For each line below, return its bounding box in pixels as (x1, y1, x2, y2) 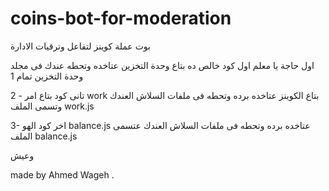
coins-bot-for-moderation (10, 7, 232, 30)
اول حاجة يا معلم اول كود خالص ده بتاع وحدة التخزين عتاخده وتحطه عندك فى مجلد (10, 59, 315, 71)
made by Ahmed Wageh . (10, 168, 115, 181)
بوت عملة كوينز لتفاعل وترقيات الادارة (10, 40, 151, 52)
